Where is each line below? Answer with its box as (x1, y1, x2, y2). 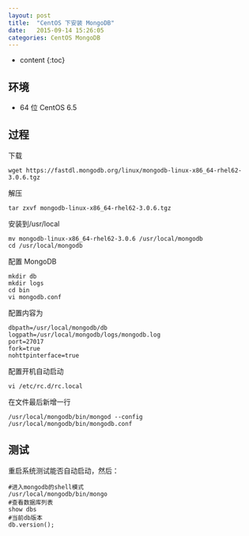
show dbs (8, 505, 37, 513)
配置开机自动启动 (8, 366, 64, 376)
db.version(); (8, 520, 55, 529)
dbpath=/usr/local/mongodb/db (8, 324, 108, 332)
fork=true (8, 344, 41, 352)
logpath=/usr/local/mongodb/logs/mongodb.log (8, 330, 160, 339)
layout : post (8, 11, 51, 20)
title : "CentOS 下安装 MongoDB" (8, 19, 115, 27)
